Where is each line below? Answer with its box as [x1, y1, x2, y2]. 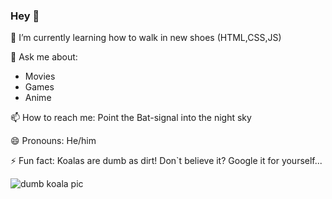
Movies [24, 70, 56, 83]
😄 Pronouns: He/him [10, 135, 97, 147]
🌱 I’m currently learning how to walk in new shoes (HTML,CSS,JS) [10, 32, 282, 44]
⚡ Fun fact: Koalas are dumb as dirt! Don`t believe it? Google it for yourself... [10, 155, 323, 167]
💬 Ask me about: [10, 51, 78, 63]
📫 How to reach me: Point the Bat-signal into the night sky [10, 112, 252, 124]
